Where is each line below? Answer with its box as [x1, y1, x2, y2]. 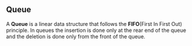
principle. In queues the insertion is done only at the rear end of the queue [6, 27, 187, 34]
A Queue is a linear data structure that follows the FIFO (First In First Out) [6, 20, 183, 27]
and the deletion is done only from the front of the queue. [6, 32, 145, 40]
